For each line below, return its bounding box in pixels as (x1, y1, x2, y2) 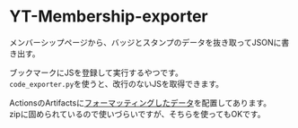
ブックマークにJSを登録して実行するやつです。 (9, 67, 184, 78)
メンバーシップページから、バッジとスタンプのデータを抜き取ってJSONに (9, 37, 282, 47)
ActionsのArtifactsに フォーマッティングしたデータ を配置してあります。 (9, 97, 272, 108)
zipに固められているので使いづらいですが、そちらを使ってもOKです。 (9, 108, 266, 119)
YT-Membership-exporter (9, 6, 208, 27)
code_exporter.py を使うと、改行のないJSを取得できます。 (9, 78, 224, 89)
